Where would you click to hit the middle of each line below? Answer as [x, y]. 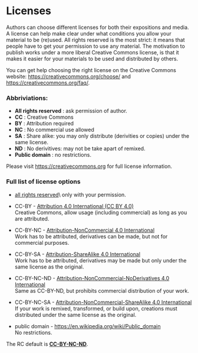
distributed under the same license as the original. [75, 315]
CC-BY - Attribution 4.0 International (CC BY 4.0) [74, 206]
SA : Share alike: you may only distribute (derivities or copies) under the [102, 136]
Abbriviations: [27, 98]
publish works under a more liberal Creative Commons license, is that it [93, 52]
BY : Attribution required [44, 124]
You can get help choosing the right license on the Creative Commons [91, 70]
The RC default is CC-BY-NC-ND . [47, 344]
